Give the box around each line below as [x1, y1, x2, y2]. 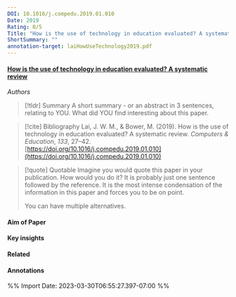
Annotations [7, 266, 44, 275]
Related [7, 250, 30, 258]
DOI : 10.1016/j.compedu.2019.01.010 [7, 10, 114, 18]
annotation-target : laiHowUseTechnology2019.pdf [7, 43, 152, 50]
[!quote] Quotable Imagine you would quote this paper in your [24, 166, 204, 174]
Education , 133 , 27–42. [24, 138, 91, 146]
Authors [7, 88, 30, 96]
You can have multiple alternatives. [24, 202, 126, 211]
